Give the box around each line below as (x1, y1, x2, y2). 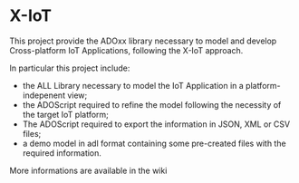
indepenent (22, 90, 66, 101)
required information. (22, 147, 102, 159)
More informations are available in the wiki (9, 165, 168, 176)
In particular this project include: (9, 63, 130, 73)
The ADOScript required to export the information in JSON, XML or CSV (22, 119, 291, 130)
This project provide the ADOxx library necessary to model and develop (9, 35, 277, 46)
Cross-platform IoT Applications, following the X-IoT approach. (9, 44, 244, 55)
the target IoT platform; (22, 109, 109, 120)
